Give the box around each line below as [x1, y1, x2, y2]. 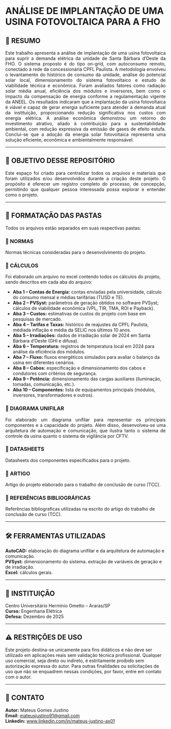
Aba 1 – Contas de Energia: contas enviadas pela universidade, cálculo [12, 289, 162, 295]
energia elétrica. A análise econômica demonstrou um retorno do [5, 115, 166, 121]
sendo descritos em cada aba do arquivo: [5, 279, 93, 285]
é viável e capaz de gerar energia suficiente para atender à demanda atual [5, 104, 166, 110]
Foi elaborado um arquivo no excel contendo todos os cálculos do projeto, [5, 274, 161, 280]
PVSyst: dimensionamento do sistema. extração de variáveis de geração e [5, 559, 162, 565]
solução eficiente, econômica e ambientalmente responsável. [5, 137, 134, 143]
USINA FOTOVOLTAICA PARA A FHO [5, 16, 161, 28]
